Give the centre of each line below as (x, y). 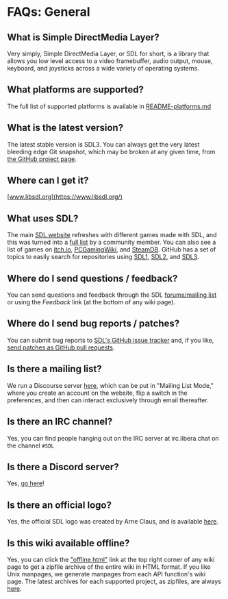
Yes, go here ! (26, 483)
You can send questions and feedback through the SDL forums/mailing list (112, 295)
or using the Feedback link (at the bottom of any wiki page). (91, 302)
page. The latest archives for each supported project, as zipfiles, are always (114, 581)
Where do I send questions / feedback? (92, 278)
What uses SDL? (43, 218)
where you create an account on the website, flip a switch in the (98, 393)
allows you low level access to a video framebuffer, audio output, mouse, (110, 61)
